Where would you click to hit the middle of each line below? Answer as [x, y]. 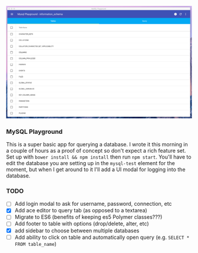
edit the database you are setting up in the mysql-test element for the [90, 163]
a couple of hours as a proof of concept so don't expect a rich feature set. [96, 150]
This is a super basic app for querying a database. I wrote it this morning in [97, 144]
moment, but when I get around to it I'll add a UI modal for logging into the [96, 169]
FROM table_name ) [36, 244]
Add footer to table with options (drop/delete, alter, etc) [82, 224]
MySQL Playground [34, 132]
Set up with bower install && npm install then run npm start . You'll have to [99, 157]
